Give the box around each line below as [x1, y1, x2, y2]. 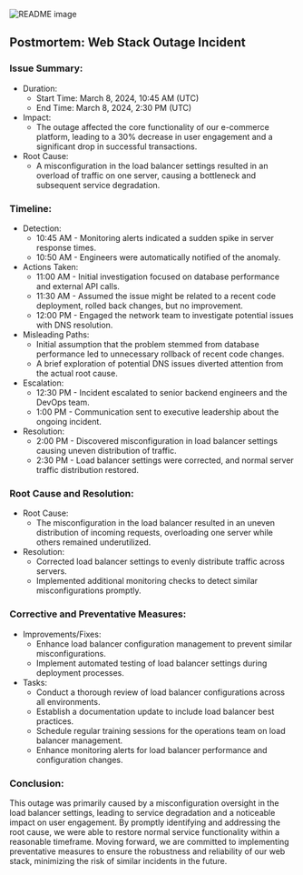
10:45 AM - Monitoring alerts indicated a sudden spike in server [35, 232, 275, 243]
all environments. [35, 696, 101, 707]
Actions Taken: [22, 261, 79, 272]
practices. [35, 715, 74, 727]
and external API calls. [35, 280, 121, 291]
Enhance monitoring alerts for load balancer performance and [35, 744, 268, 755]
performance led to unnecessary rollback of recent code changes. [35, 348, 285, 359]
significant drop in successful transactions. [35, 141, 198, 152]
